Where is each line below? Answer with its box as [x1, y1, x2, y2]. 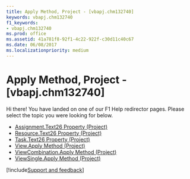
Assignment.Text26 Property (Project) [14, 123, 108, 130]
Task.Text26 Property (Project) [14, 136, 90, 143]
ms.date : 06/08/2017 [6, 42, 58, 48]
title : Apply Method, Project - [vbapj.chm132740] [6, 8, 134, 15]
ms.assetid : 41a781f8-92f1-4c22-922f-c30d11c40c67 [6, 36, 134, 42]
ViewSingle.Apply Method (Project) [14, 155, 101, 162]
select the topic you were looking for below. [6, 111, 113, 119]
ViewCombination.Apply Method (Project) [14, 148, 117, 155]
